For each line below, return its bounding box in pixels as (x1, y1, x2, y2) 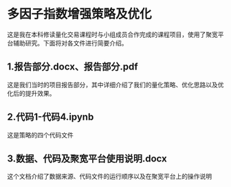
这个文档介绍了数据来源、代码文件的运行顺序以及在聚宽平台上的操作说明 (7, 173, 212, 181)
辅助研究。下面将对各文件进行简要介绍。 (12, 38, 128, 47)
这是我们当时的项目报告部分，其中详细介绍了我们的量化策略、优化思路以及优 (7, 80, 224, 89)
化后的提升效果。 (7, 89, 56, 97)
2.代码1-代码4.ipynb (7, 111, 94, 123)
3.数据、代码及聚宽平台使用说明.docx (7, 153, 167, 164)
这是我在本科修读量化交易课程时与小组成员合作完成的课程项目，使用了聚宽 (7, 30, 218, 38)
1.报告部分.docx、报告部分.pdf (7, 61, 139, 73)
